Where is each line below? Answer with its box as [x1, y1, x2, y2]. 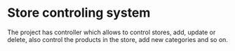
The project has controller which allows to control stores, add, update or [7, 28, 216, 36]
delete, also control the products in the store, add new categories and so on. [7, 35, 228, 43]
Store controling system [7, 5, 151, 21]
